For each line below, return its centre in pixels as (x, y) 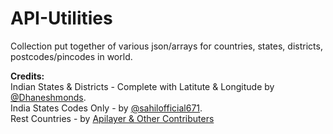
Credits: (27, 76)
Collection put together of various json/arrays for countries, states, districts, (166, 46)
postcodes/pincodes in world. (71, 56)
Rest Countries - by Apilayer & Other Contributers (112, 118)
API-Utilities (61, 18)
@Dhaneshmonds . (48, 97)
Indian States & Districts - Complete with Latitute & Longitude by (142, 86)
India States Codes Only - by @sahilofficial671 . (106, 108)
